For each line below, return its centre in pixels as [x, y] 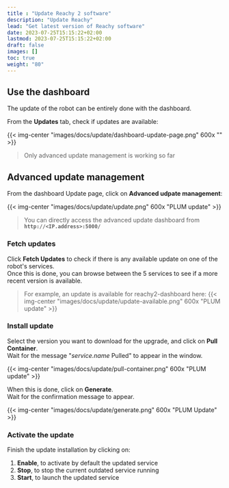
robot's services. [31, 266]
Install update [30, 326]
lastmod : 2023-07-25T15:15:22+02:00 [59, 39]
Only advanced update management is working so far [99, 155]
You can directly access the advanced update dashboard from [112, 220]
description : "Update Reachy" [50, 20]
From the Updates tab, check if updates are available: [83, 122]
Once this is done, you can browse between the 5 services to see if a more [112, 273]
